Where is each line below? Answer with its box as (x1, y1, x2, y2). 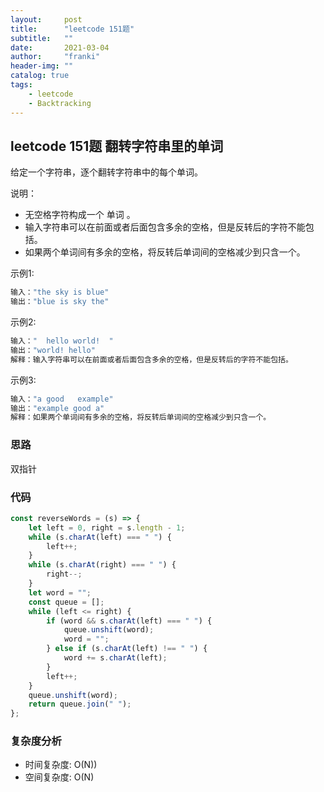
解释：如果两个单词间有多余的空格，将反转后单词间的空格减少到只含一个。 (10, 412, 272, 423)
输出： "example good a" (10, 403, 105, 413)
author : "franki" (10, 52, 101, 62)
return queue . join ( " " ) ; (28, 699, 132, 710)
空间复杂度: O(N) (24, 771, 95, 783)
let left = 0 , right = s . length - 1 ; (28, 522, 186, 533)
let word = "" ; (28, 587, 92, 598)
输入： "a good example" (10, 394, 114, 404)
